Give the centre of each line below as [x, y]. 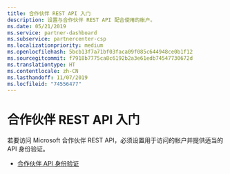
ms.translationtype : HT [41, 65]
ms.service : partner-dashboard [52, 33]
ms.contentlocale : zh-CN [43, 71]
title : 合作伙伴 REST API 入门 [49, 13]
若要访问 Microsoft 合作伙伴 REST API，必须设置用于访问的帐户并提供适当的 [115, 140]
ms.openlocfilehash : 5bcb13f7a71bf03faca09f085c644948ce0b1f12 [100, 52]
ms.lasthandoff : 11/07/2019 [48, 77]
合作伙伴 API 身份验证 [48, 164]
